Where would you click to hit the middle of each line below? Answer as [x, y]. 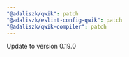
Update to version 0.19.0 [41, 47]
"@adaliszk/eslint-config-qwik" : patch [64, 20]
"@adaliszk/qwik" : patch [43, 14]
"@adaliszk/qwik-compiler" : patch [57, 26]
